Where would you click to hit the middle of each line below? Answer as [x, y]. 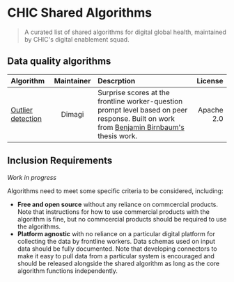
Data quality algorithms [59, 61]
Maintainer [72, 81]
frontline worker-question [140, 101]
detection [26, 118]
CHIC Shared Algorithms [79, 13]
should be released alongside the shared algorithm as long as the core [118, 263]
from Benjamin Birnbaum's [141, 127]
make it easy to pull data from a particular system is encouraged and [116, 256]
